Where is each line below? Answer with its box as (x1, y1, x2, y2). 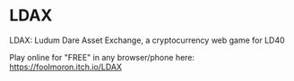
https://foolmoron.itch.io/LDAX (9, 61, 123, 72)
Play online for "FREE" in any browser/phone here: (9, 52, 195, 62)
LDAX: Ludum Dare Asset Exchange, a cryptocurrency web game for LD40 (9, 35, 285, 45)
